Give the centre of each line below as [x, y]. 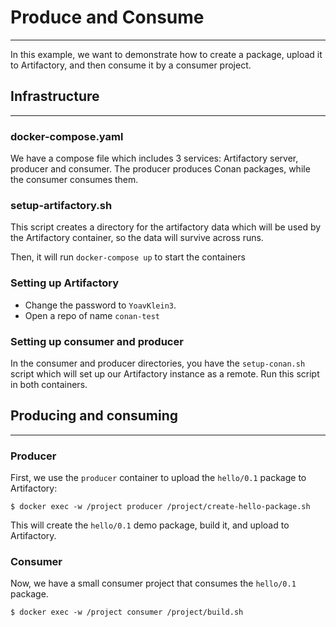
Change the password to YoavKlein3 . [100, 305]
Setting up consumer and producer [97, 341]
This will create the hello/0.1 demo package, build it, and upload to [150, 525]
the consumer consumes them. [74, 180]
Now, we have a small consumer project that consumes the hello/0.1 [153, 583]
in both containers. [49, 384]
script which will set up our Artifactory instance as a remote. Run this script [165, 373]
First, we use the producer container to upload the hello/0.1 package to [158, 478]
